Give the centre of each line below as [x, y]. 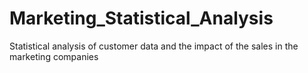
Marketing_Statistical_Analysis [141, 18]
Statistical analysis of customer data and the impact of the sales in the [154, 46]
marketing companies [54, 56]
